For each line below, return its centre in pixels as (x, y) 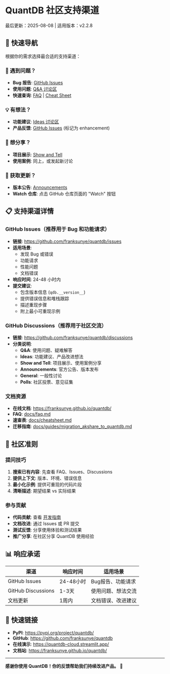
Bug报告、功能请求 (113, 582)
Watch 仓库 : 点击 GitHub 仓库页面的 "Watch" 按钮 (64, 194)
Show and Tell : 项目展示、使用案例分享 (61, 363)
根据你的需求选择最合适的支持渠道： (43, 56)
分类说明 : (22, 344)
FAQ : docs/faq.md (32, 414)
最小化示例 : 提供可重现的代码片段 (47, 484)
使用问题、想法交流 (114, 591)
